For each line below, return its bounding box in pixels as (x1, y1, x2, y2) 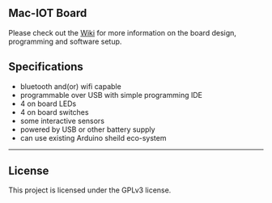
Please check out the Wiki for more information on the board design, (8, 27, 237, 37)
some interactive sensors (19, 116, 105, 125)
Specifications (8, 60, 83, 74)
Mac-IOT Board (8, 6, 87, 20)
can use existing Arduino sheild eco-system (19, 133, 167, 142)
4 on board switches (19, 107, 89, 116)
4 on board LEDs (19, 99, 77, 108)
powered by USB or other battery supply (19, 125, 155, 134)
